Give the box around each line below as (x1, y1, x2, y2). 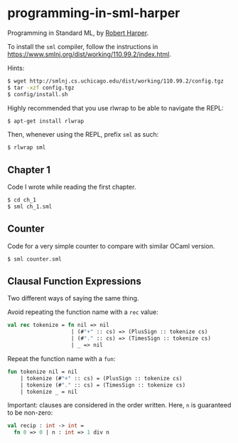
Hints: (7, 63, 25, 72)
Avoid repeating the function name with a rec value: (7, 308, 158, 316)
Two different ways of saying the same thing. (7, 294, 139, 303)
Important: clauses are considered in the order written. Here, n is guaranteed (7, 401, 232, 410)
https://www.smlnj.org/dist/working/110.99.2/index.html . (7, 50, 172, 58)
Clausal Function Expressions (7, 275, 142, 287)
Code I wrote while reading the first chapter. (7, 183, 136, 192)
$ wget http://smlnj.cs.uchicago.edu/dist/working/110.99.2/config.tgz (7, 77, 224, 85)
